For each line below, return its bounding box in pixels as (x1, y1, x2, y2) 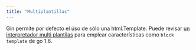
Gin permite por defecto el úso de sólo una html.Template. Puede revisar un (6, 25, 190, 32)
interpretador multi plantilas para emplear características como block (6, 31, 174, 38)
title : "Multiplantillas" (6, 8, 70, 15)
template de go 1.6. (6, 37, 53, 44)
